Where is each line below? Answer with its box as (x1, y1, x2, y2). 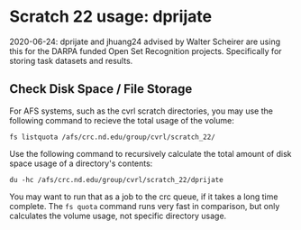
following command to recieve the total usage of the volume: (9, 115, 234, 125)
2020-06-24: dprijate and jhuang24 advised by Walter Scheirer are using (9, 36, 281, 47)
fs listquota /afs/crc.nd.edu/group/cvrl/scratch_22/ (9, 133, 216, 142)
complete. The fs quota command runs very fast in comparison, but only (9, 200, 280, 211)
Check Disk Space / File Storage (9, 81, 193, 97)
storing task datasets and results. (9, 55, 133, 66)
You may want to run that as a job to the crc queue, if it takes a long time (9, 191, 278, 202)
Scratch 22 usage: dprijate (9, 6, 213, 27)
